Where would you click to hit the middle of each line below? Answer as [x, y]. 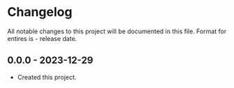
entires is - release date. [42, 38]
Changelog [40, 12]
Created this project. [47, 77]
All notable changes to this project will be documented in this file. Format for [117, 31]
